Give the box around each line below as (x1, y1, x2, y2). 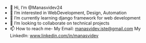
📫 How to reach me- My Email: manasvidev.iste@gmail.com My (9, 26, 141, 31)
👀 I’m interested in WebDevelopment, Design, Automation (9, 10, 127, 16)
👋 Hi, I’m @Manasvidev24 (9, 5, 63, 10)
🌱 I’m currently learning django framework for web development (9, 15, 141, 21)
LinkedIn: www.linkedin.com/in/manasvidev (9, 33, 99, 39)
